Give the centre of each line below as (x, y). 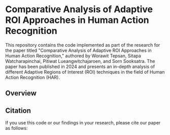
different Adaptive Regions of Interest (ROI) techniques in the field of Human (85, 72)
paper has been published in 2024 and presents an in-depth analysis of (80, 66)
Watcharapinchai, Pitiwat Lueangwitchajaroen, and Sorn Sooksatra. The (80, 61)
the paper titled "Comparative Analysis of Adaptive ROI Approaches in (79, 50)
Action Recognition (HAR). (32, 77)
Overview (21, 93)
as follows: (16, 128)
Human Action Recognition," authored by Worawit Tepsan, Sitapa (73, 56)
